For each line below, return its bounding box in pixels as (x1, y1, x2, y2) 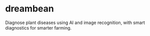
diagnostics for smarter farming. (5, 24, 71, 30)
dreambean (5, 3, 54, 14)
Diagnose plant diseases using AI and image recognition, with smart (5, 19, 145, 25)
